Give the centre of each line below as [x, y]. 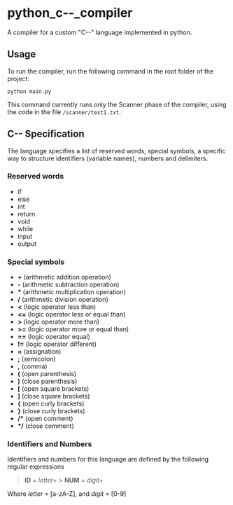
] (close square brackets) [54, 396]
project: [19, 78]
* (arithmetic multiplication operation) [71, 292]
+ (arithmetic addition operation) [64, 277]
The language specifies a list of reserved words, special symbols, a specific [116, 151]
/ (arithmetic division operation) [63, 300]
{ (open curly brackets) [51, 403]
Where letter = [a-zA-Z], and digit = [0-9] [67, 494]
